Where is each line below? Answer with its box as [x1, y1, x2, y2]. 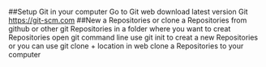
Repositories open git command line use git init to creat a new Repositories [8, 32, 258, 42]
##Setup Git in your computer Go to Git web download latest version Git [8, 7, 249, 16]
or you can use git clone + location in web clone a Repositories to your [8, 41, 244, 51]
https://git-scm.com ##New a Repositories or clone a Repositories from [8, 15, 247, 25]
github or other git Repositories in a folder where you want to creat [8, 24, 231, 33]
